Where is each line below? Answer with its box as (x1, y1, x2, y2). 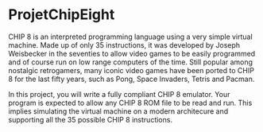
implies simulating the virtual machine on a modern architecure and (8, 106, 229, 116)
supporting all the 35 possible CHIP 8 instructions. (8, 115, 173, 124)
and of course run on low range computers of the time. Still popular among (8, 57, 253, 67)
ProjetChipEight (8, 6, 115, 24)
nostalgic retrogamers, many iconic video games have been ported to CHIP (8, 65, 254, 75)
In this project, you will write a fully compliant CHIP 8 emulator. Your (8, 89, 230, 99)
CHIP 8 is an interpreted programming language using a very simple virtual (8, 32, 253, 41)
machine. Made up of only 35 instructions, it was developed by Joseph (8, 40, 241, 49)
